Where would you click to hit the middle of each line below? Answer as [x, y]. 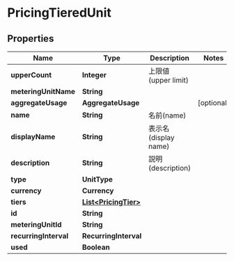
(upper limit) [169, 80]
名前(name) [167, 115]
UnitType [97, 179]
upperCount [31, 75]
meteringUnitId [36, 224]
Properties [31, 39]
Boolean [96, 247]
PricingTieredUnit [59, 13]
